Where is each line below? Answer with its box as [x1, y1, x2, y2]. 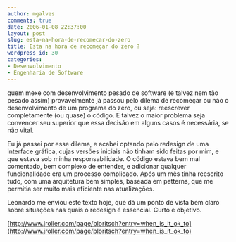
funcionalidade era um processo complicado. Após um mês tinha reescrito [7, 170, 224, 178]
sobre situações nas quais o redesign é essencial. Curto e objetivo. [7, 205, 202, 214]
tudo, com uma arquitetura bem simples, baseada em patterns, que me [7, 177, 213, 185]
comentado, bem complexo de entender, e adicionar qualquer [7, 162, 187, 170]
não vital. [7, 126, 34, 134]
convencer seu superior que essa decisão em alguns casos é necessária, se [7, 118, 229, 127]
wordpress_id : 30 [7, 50, 58, 57]
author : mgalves [7, 10, 55, 18]
